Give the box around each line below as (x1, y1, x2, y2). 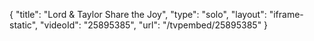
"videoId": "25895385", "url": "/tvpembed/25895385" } (40, 19, 269, 31)
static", (9, 19, 39, 31)
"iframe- (268, 9, 304, 20)
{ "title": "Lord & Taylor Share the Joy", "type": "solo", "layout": (9, 9, 267, 20)
